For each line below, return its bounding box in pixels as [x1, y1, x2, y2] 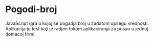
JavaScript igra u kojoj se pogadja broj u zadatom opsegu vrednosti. [5, 20, 149, 26]
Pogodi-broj [5, 4, 57, 15]
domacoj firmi [5, 31, 35, 37]
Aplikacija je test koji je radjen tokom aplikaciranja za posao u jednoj [5, 25, 148, 31]
